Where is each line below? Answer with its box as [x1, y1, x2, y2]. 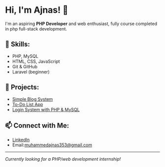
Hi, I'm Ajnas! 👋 [5, 4, 69, 16]
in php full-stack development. [5, 26, 67, 31]
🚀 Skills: [5, 40, 30, 49]
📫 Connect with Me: [5, 121, 70, 130]
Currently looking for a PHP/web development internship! [5, 156, 121, 162]
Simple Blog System [12, 96, 53, 102]
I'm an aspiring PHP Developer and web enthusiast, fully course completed [5, 21, 158, 27]
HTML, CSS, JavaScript [12, 58, 60, 64]
